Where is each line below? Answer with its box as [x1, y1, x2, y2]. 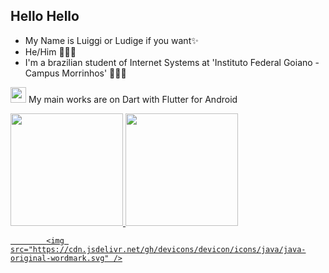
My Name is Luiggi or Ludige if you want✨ [24, 34, 199, 46]
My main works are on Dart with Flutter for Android [28, 93, 238, 105]
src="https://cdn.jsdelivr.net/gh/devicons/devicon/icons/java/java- [10, 244, 307, 254]
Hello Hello [10, 8, 80, 25]
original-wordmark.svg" [10, 253, 110, 263]
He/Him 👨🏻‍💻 [24, 45, 77, 58]
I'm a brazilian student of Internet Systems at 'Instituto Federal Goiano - [24, 56, 320, 68]
